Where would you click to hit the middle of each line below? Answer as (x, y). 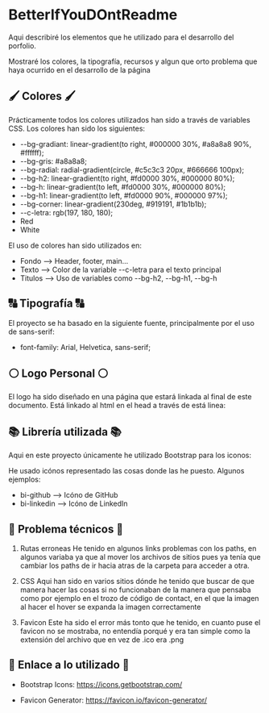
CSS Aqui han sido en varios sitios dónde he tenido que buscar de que (137, 581)
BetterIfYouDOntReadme (93, 15)
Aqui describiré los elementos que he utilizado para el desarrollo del (121, 37)
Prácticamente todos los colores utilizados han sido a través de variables (130, 119)
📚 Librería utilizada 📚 (65, 432)
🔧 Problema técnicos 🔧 (66, 529)
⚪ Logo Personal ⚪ (58, 373)
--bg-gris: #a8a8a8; (53, 161)
